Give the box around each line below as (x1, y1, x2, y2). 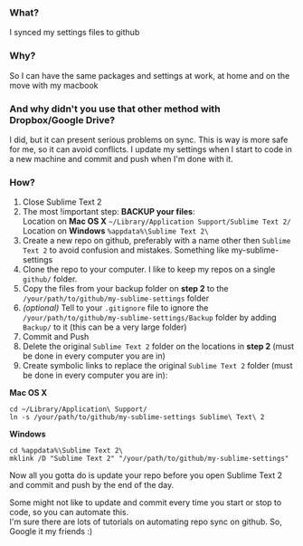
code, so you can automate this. (9, 507, 129, 518)
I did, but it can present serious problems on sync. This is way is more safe (9, 134, 289, 145)
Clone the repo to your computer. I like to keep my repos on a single (22, 264, 276, 275)
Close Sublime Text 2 (22, 196, 102, 207)
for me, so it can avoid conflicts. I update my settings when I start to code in (9, 143, 292, 155)
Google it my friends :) (9, 526, 93, 537)
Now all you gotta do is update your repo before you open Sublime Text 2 (9, 470, 283, 481)
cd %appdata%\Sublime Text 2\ (9, 446, 124, 455)
